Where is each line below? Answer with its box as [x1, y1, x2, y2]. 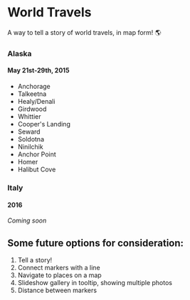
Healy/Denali [17, 97, 56, 106]
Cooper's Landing [17, 120, 71, 129]
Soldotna [17, 135, 45, 144]
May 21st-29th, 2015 [7, 66, 70, 75]
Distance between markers [17, 286, 97, 294]
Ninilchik [17, 143, 44, 151]
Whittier [17, 112, 41, 121]
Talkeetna [17, 90, 47, 98]
